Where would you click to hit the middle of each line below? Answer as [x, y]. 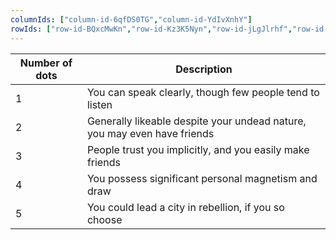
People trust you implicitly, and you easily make [198, 149]
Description [204, 69]
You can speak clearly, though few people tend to [203, 92]
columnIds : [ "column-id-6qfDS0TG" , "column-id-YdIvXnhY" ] [131, 19]
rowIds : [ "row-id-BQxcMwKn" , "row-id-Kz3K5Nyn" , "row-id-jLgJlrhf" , [151, 29]
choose [104, 219]
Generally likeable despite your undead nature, [196, 121]
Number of [46, 63]
